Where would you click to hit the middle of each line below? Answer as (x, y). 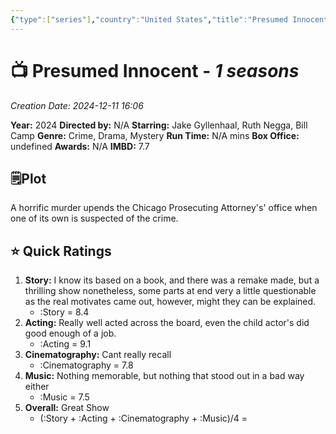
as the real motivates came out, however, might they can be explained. (170, 302)
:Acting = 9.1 (65, 344)
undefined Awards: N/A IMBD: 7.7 (80, 146)
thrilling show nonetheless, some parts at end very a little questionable (170, 291)
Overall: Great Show (67, 408)
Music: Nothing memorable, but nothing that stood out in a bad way (164, 376)
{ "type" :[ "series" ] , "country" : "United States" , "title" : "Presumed (149, 19)
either (37, 387)
